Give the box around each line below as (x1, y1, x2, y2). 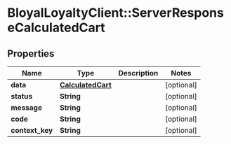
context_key (11, 126, 53, 135)
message (11, 103, 42, 113)
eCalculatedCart (7, 20, 105, 36)
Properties (7, 48, 55, 59)
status (11, 92, 33, 101)
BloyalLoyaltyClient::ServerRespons (7, 5, 225, 21)
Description (118, 69, 159, 78)
